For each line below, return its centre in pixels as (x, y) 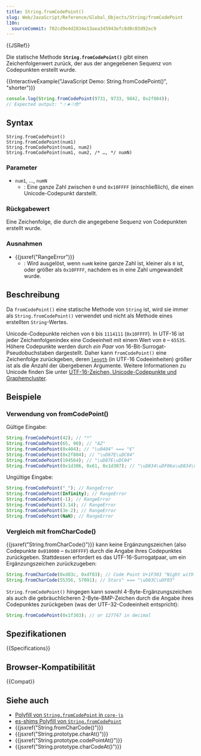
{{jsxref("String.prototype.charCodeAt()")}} (68, 747)
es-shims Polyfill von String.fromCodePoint (68, 721)
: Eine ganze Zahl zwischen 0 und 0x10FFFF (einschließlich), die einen (109, 187)
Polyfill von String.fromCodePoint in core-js (69, 715)
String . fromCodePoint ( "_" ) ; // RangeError (60, 488)
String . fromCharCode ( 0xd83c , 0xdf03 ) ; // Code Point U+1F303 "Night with (100, 574)
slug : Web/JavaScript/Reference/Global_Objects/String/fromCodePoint (95, 17)
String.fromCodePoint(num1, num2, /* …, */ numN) (69, 152)
